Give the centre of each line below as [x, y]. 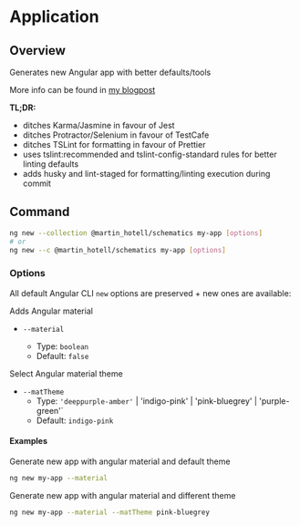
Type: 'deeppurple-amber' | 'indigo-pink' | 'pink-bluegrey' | [147, 401]
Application [54, 17]
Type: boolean [62, 346]
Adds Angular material [52, 311]
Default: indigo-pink [75, 420]
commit [37, 183]
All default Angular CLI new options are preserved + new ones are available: [150, 293]
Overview [38, 51]
